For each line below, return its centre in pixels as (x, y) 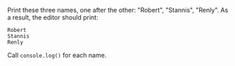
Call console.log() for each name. (57, 55)
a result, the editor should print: (53, 17)
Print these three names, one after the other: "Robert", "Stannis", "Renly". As (118, 10)
